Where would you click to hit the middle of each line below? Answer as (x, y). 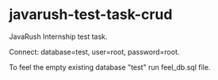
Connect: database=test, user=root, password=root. (94, 51)
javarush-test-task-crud (91, 15)
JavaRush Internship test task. (58, 36)
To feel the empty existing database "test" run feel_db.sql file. (110, 67)
